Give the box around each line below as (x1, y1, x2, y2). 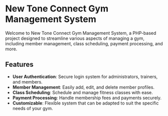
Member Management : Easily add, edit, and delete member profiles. (12, 84, 154, 90)
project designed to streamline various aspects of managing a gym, (5, 35, 144, 41)
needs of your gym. (12, 105, 54, 111)
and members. (12, 79, 43, 85)
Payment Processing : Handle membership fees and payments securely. (12, 95, 162, 101)
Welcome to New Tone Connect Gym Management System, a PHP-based (5, 30, 156, 36)
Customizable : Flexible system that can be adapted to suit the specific (12, 100, 159, 106)
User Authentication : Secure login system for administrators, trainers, (12, 73, 158, 80)
